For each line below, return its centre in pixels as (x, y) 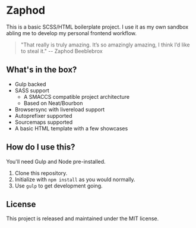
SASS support (32, 90)
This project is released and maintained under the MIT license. (83, 218)
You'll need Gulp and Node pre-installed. (56, 161)
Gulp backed (30, 84)
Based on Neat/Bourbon (53, 103)
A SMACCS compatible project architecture (76, 96)
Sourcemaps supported (44, 122)
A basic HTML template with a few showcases (71, 128)
